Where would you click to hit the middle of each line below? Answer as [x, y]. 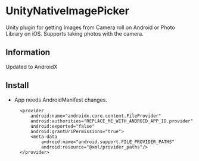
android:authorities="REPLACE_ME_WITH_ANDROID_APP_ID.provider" [112, 121]
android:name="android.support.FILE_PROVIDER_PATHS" [108, 142]
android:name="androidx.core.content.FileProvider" [96, 116]
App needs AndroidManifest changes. [61, 100]
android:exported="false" [62, 126]
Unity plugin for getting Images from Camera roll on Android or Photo [90, 27]
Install [17, 85]
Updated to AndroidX [32, 67]
